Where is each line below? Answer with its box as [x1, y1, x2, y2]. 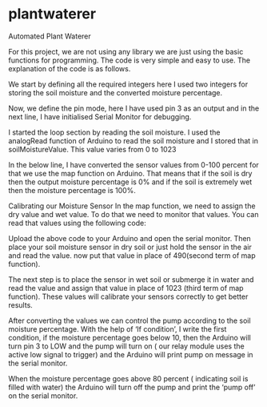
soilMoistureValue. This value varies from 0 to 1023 [8, 144, 177, 154]
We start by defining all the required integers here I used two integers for [8, 79, 249, 89]
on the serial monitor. [8, 390, 78, 401]
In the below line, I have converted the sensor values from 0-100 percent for [8, 159, 260, 169]
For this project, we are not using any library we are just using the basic [8, 46, 244, 56]
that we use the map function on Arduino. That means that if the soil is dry [8, 168, 253, 178]
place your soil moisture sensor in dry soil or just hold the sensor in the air [8, 242, 252, 252]
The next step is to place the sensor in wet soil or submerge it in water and [8, 274, 254, 284]
